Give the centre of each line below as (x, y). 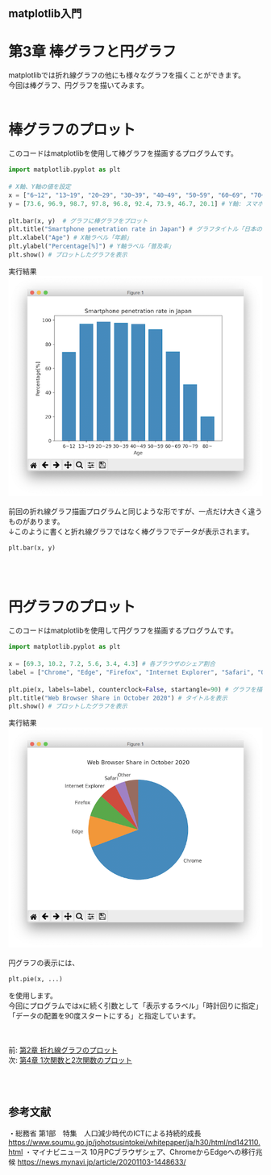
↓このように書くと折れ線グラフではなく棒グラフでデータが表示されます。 (131, 531)
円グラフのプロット (72, 606)
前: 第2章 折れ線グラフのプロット (63, 1050)
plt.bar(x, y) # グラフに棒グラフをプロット (78, 221)
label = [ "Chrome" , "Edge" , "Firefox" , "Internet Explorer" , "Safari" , (131, 672)
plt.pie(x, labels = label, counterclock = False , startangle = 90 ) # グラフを (132, 689)
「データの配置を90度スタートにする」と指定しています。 (104, 1015)
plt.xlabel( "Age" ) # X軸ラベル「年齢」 (71, 238)
